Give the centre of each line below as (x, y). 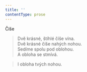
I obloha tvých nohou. (40, 64)
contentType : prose (25, 14)
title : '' (15, 10)
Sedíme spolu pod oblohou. (45, 49)
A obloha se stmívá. (38, 54)
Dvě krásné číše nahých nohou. (49, 43)
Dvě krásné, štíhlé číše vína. (46, 38)
